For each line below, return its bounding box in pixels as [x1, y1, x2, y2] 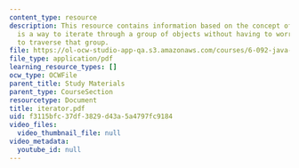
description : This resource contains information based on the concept [9, 21, 280, 30]
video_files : [9, 121, 58, 130]
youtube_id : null [17, 145, 82, 154]
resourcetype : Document [9, 95, 98, 105]
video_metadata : [9, 137, 69, 146]
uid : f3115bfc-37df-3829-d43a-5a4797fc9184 [9, 112, 174, 121]
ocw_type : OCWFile [9, 71, 77, 80]
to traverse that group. [17, 37, 109, 47]
